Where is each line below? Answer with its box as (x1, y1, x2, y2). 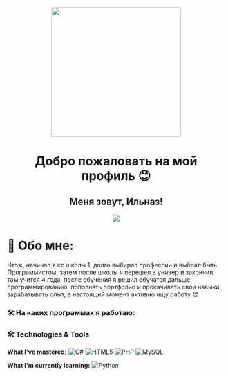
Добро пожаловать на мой (35, 154, 198, 169)
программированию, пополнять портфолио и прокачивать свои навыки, (7, 283, 222, 291)
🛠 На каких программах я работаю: (7, 307, 135, 317)
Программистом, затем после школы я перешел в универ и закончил (7, 268, 213, 276)
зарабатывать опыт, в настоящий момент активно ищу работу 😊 (7, 290, 199, 298)
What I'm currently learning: (7, 361, 91, 370)
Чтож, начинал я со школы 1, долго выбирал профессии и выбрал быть (7, 260, 218, 269)
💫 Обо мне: (7, 238, 74, 253)
